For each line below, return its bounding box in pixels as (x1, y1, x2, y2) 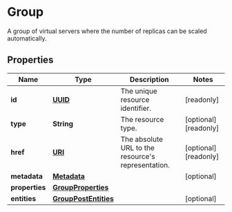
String (52, 118, 74, 128)
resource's (120, 151, 155, 161)
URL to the (120, 142, 155, 152)
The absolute (120, 134, 164, 144)
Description (130, 74, 169, 84)
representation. (120, 160, 171, 169)
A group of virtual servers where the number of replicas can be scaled (7, 27, 207, 35)
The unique (120, 86, 157, 96)
